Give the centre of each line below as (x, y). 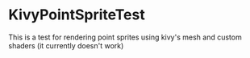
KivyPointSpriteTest (77, 15)
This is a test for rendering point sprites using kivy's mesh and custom (125, 37)
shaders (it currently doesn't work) (66, 45)
